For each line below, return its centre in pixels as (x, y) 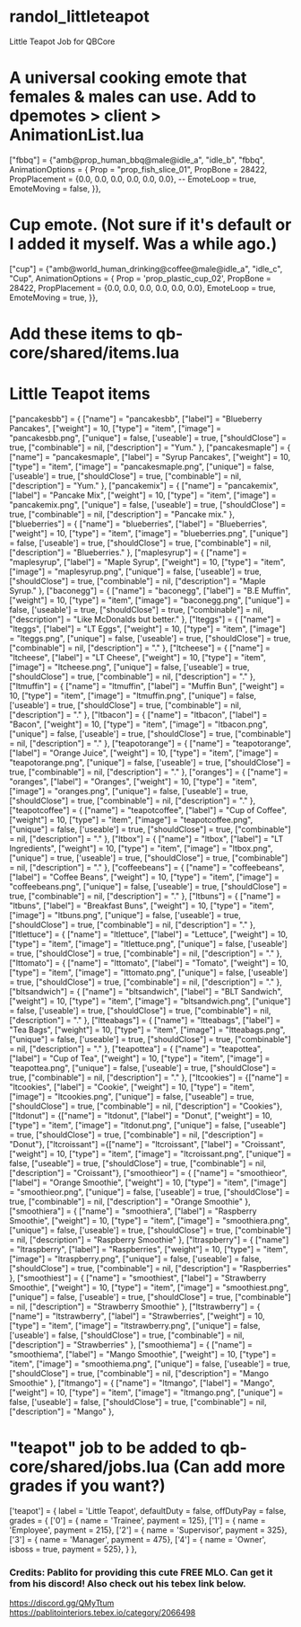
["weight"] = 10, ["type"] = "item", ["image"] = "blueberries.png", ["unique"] (149, 533)
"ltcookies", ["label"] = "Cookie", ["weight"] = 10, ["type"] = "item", (132, 1087)
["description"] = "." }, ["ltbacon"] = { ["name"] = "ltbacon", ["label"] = (138, 714)
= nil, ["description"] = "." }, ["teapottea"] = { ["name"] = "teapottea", (136, 1048)
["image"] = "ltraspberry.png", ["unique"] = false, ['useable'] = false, (136, 1259)
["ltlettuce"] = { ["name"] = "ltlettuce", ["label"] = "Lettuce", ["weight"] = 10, (149, 934)
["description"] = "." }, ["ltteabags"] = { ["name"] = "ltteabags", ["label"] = (145, 1020)
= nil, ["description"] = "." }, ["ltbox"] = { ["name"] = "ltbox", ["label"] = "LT (146, 838)
